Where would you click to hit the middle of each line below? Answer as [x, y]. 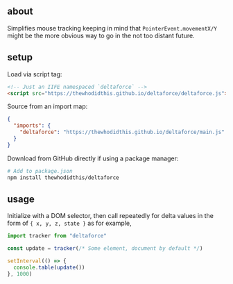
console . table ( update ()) [49, 267]
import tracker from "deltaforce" [57, 236]
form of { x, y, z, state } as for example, [69, 223]
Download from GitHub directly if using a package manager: [93, 158]
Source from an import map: [48, 106]
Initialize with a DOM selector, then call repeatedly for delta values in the [110, 216]
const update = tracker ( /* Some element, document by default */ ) [105, 249]
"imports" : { [32, 126]
